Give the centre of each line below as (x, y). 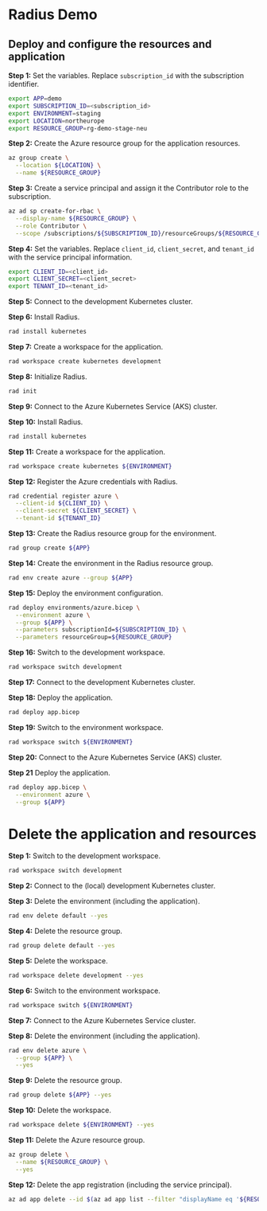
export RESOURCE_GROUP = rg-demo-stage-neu (78, 128)
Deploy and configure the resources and (110, 44)
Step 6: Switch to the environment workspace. (84, 990)
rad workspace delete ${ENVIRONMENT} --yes (81, 1125)
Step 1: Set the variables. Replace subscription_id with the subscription (126, 76)
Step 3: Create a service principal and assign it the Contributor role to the (128, 188)
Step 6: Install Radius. (44, 317)
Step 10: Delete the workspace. (60, 1110)
